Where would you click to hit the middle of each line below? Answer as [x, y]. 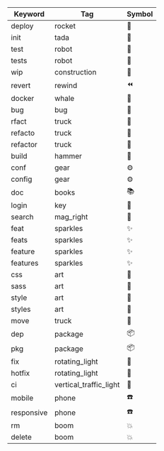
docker [23, 98]
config [22, 179]
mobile [22, 398]
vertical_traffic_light [87, 385]
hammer [68, 156]
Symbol [140, 14]
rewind [66, 85]
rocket [65, 26]
